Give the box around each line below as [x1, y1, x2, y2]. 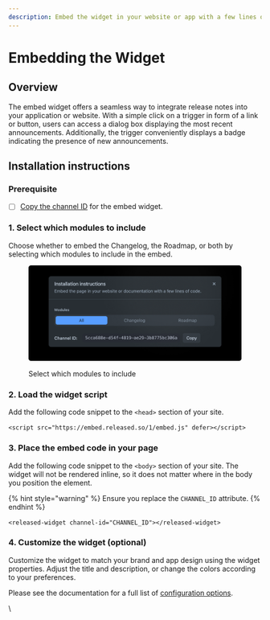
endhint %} [8, 502, 46, 511]
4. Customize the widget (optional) [8, 537, 147, 548]
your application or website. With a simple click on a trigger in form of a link [8, 110, 259, 120]
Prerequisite [8, 183, 58, 195]
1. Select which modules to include [8, 222, 146, 233]
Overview [8, 80, 59, 94]
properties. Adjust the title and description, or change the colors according [8, 564, 256, 573]
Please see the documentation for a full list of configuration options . [8, 588, 234, 597]
